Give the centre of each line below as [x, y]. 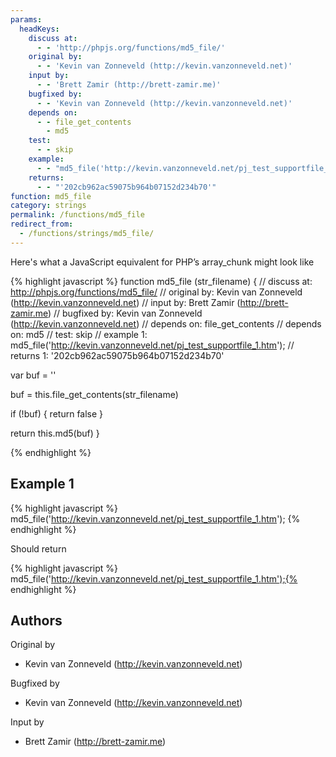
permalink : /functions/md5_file [77, 215]
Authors [36, 620]
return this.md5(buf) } [55, 433]
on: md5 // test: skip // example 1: [79, 334]
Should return [38, 548]
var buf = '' [33, 375]
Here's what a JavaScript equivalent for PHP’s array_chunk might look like [162, 262]
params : [26, 19]
